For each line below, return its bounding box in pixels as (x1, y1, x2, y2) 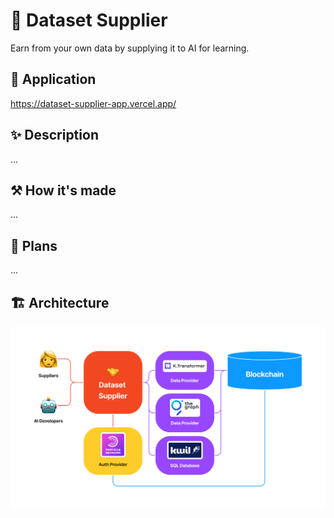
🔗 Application (10, 71, 97, 88)
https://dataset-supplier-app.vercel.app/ (10, 97, 177, 109)
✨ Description (10, 127, 99, 144)
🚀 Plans (10, 237, 58, 254)
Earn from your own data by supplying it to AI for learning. (10, 42, 250, 54)
